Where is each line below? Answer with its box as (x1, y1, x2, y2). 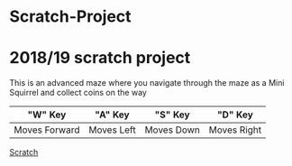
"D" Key (217, 108, 254, 121)
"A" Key (94, 108, 130, 121)
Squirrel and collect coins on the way (9, 88, 147, 98)
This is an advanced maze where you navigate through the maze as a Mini (9, 78, 285, 88)
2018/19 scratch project (9, 48, 191, 69)
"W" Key (27, 108, 67, 121)
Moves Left (88, 124, 137, 136)
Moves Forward (14, 124, 80, 136)
